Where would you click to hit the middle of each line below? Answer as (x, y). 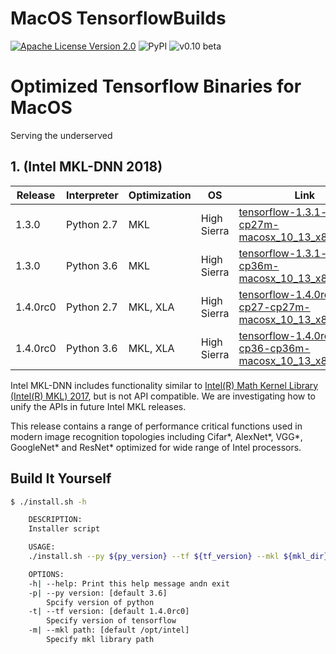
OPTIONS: (46, 574)
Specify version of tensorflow (111, 621)
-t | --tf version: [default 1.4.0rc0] (109, 612)
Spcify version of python (100, 602)
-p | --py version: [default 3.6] (98, 593)
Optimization (160, 195)
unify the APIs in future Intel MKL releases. (98, 406)
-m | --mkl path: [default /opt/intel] (109, 630)
